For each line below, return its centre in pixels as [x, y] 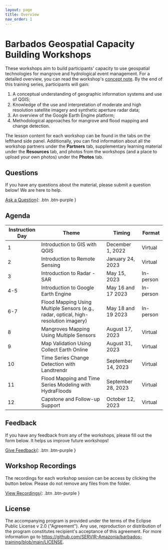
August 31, [119, 343]
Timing [122, 232]
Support [51, 405]
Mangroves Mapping [65, 329]
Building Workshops [48, 54]
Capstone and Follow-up [70, 399]
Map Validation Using [66, 343]
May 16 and [121, 288]
